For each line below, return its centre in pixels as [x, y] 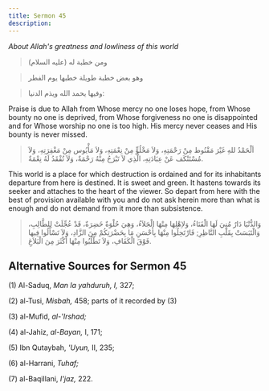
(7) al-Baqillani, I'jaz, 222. [51, 379]
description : [30, 23]
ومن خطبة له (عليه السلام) [67, 62]
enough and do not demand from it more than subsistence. [106, 208]
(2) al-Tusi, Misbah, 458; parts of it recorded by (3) [93, 301]
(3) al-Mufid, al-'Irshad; [47, 317]
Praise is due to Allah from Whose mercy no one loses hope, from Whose [129, 109]
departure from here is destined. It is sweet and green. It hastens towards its [134, 183]
